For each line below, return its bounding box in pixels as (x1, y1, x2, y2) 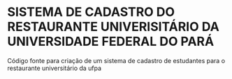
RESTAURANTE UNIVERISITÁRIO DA (7, 19, 220, 35)
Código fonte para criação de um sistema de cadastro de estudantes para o (7, 56, 226, 64)
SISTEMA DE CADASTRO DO (7, 4, 175, 20)
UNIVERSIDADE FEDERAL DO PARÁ (7, 34, 215, 49)
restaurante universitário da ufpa (7, 64, 102, 72)
